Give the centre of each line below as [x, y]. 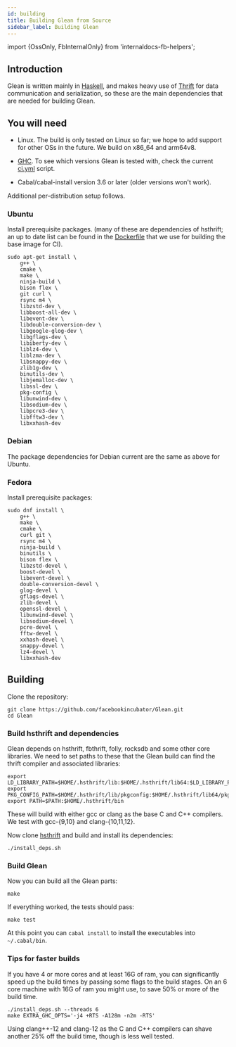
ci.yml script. [36, 169]
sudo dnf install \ [36, 510]
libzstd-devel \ [44, 566]
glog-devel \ [39, 590]
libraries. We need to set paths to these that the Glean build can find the [111, 756]
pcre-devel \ [39, 627]
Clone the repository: [38, 697]
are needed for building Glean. [51, 101]
